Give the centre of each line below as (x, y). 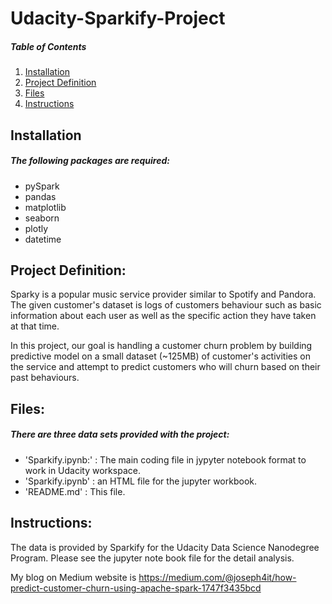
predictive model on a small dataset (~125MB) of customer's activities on (160, 356)
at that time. (35, 326)
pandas (40, 196)
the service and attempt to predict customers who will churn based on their (165, 367)
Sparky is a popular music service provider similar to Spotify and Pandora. (163, 294)
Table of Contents (48, 46)
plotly (36, 228)
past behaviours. (45, 378)
